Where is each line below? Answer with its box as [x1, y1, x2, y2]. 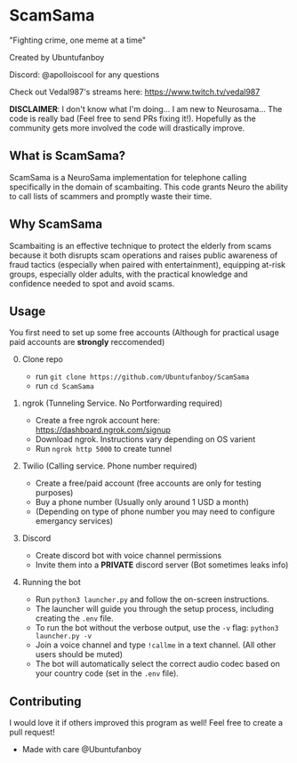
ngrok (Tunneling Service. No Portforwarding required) [21, 398, 223, 409]
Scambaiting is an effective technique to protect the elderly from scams [9, 240, 272, 251]
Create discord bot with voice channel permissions [35, 550, 222, 561]
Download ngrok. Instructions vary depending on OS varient [35, 434, 256, 445]
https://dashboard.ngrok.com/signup [35, 424, 172, 436]
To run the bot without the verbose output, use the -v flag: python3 [35, 622, 279, 633]
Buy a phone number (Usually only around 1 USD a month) [35, 497, 249, 508]
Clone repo [21, 354, 64, 365]
